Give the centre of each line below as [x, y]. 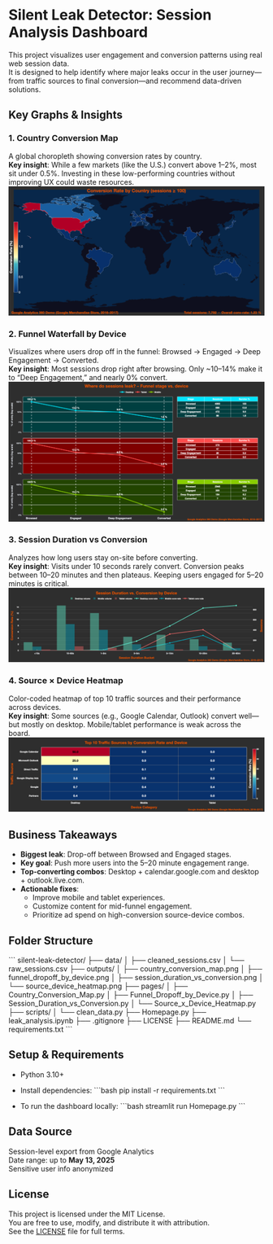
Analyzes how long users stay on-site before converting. [103, 557]
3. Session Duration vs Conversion [78, 540]
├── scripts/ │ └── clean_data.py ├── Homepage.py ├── [108, 1012]
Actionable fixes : [50, 889]
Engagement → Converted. [54, 361]
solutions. [25, 89]
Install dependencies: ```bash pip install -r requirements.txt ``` [123, 1090]
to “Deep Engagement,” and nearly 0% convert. [88, 378]
